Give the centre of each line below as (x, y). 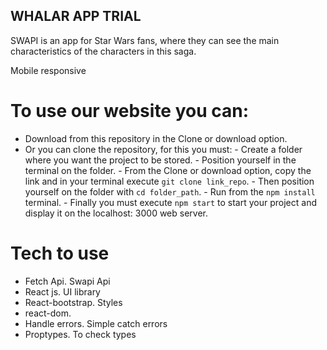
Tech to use (60, 253)
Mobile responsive (48, 70)
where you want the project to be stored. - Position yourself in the (160, 160)
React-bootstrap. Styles (73, 302)
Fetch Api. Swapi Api (67, 281)
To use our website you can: (130, 111)
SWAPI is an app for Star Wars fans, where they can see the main (145, 40)
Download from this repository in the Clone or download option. (156, 138)
